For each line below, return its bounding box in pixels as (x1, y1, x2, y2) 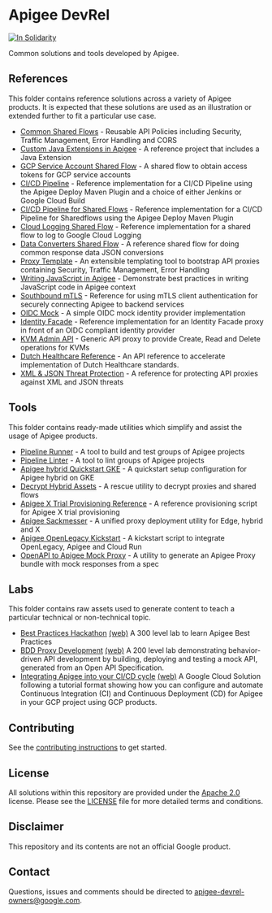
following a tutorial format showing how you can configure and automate (19, 680, 264, 690)
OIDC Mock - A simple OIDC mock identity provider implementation (19, 307, 246, 318)
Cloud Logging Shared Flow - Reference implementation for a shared (19, 221, 252, 231)
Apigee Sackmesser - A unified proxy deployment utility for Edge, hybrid (19, 515, 264, 525)
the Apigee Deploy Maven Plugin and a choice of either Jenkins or (19, 187, 242, 197)
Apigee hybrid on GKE (19, 472, 95, 482)
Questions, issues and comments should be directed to (8, 886, 193, 896)
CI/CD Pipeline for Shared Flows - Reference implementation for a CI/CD (19, 204, 263, 214)
